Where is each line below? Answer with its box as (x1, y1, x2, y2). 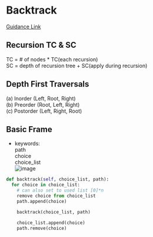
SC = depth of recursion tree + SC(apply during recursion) (6, 62, 148, 69)
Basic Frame (6, 124, 52, 134)
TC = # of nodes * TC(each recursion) (6, 55, 98, 62)
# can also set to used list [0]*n (16, 187, 104, 193)
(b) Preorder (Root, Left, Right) (6, 101, 80, 108)
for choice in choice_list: (11, 182, 81, 188)
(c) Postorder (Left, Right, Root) (6, 107, 82, 114)
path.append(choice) (16, 198, 67, 204)
